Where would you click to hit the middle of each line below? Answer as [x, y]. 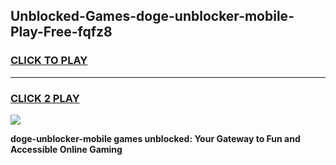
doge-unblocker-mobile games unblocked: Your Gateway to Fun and [155, 138]
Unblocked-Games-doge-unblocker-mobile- [152, 16]
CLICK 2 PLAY [45, 98]
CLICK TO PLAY [49, 61]
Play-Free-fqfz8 [61, 32]
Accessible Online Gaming [66, 149]
